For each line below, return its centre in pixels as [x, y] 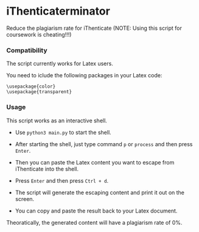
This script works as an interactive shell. [57, 121]
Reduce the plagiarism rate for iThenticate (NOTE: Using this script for [94, 28]
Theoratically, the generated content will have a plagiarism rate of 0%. [94, 222]
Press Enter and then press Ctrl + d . [62, 180]
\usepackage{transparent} [39, 92]
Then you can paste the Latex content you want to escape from [95, 162]
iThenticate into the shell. [47, 169]
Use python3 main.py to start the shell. [63, 132]
